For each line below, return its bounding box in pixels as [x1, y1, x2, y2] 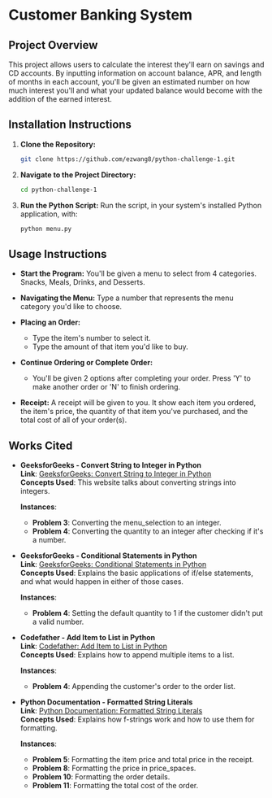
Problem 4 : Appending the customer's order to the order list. [32, 682, 236, 691]
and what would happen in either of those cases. [19, 577, 184, 587]
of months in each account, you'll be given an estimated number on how [8, 77, 250, 86]
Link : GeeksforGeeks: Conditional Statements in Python [19, 560, 207, 569]
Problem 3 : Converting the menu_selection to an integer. [32, 518, 222, 528]
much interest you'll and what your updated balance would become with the [8, 85, 263, 95]
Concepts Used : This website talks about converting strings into [19, 477, 237, 487]
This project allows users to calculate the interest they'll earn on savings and [8, 59, 265, 69]
